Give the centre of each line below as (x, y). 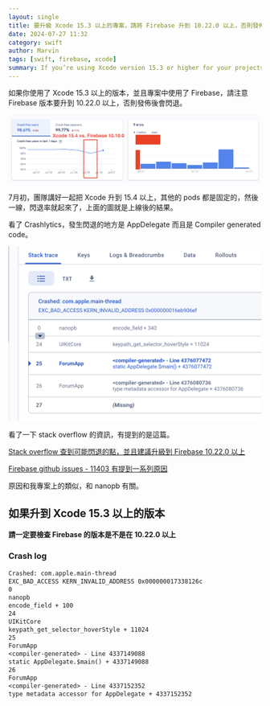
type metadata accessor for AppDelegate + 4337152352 (100, 694)
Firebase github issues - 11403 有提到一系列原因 (88, 468)
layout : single (34, 17)
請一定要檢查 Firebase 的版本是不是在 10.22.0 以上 (92, 534)
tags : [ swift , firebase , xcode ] (62, 60)
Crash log (28, 556)
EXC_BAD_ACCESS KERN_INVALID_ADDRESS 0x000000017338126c (106, 581)
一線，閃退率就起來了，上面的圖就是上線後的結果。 (93, 207)
